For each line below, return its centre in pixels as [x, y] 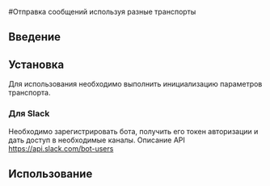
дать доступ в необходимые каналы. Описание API [97, 140]
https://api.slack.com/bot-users [61, 148]
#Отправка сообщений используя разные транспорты [102, 12]
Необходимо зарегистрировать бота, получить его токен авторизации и [133, 131]
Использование [51, 173]
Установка [36, 64]
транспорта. [30, 93]
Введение [35, 37]
